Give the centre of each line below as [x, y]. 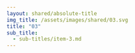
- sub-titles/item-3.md [47, 39]
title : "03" [24, 26]
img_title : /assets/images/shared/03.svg [67, 20]
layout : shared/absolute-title [52, 13]
